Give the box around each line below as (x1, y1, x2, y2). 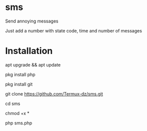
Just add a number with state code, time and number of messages (5, 27, 142, 33)
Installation (5, 45, 53, 56)
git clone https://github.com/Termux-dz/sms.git (5, 90, 103, 96)
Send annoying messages (5, 18, 58, 24)
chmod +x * (5, 110, 29, 116)
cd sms (5, 100, 20, 106)
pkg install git (5, 81, 33, 87)
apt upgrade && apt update (5, 61, 61, 67)
